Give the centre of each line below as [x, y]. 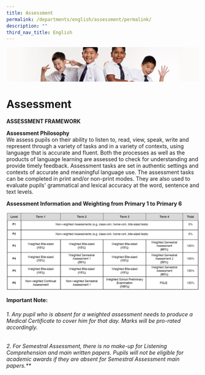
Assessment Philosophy [38, 133]
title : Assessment [30, 13]
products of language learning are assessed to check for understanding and [102, 159]
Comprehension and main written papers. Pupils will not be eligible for [95, 353]
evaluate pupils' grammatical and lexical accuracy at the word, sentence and [103, 185]
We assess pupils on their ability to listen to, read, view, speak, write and [98, 139]
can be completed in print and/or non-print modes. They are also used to [99, 178]
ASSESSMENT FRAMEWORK [43, 121]
